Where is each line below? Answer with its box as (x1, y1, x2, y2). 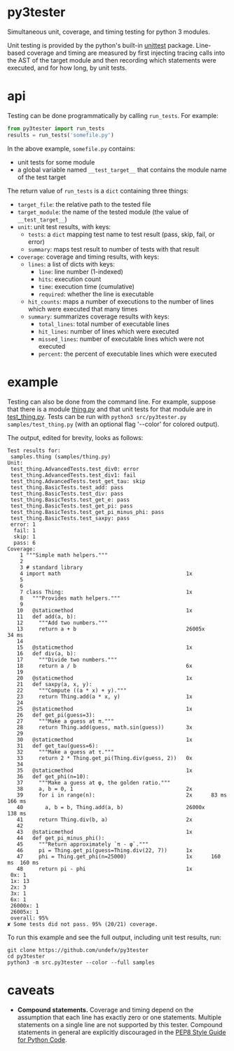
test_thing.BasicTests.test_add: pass (10, 484, 124, 491)
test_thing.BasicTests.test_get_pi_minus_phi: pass (10, 508, 165, 515)
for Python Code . (17, 1035, 68, 1044)
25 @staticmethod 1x (16, 705, 193, 712)
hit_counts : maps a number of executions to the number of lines (27, 297, 214, 306)
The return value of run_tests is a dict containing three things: (7, 186, 189, 195)
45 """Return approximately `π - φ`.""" (16, 841, 149, 848)
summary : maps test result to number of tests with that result (27, 245, 200, 253)
